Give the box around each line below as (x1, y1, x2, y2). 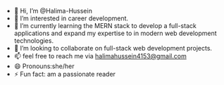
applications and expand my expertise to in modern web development (13, 29, 217, 37)
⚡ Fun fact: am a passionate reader (13, 70, 116, 78)
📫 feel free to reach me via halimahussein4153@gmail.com (13, 52, 187, 60)
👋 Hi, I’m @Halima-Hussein (13, 7, 93, 15)
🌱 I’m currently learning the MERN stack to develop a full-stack (13, 22, 197, 30)
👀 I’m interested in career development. (13, 14, 129, 22)
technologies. (13, 37, 54, 45)
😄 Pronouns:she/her (13, 62, 75, 70)
